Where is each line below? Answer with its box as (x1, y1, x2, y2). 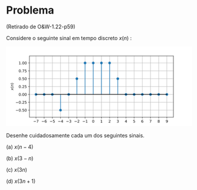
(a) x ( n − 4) (6, 143, 34, 150)
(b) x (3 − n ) (6, 155, 34, 162)
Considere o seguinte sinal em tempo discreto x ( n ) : (6, 34, 132, 41)
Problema (6, 4, 54, 17)
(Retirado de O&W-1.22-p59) (6, 23, 75, 30)
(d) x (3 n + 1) (6, 178, 36, 185)
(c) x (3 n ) (6, 166, 28, 173)
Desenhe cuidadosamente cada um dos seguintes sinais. (6, 132, 145, 139)
